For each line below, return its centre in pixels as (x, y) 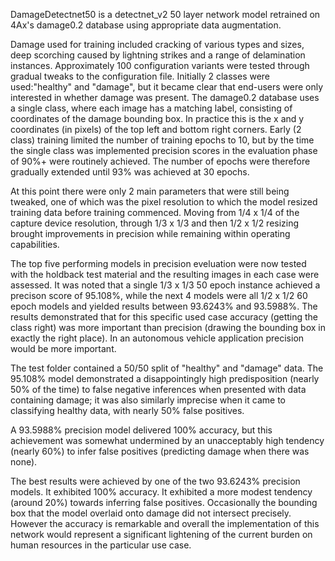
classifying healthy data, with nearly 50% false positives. (127, 410)
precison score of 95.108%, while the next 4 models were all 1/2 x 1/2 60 (159, 295)
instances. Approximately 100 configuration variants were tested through (160, 65)
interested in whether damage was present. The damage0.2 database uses (165, 97)
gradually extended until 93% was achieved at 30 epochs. (130, 172)
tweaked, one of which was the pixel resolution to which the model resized (164, 202)
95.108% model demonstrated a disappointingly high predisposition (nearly (165, 378)
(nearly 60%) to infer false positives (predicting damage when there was (160, 451)
